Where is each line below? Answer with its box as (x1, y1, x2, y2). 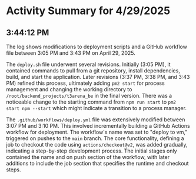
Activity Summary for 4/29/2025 (6, 4, 171, 18)
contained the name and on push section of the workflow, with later (6, 154, 170, 160)
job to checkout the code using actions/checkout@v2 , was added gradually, (6, 141, 188, 148)
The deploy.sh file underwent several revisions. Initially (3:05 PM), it (6, 61, 171, 68)
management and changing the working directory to (6, 86, 132, 92)
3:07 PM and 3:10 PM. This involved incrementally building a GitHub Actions (6, 122, 190, 129)
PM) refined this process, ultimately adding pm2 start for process (6, 79, 165, 87)
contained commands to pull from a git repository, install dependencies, (6, 67, 181, 74)
